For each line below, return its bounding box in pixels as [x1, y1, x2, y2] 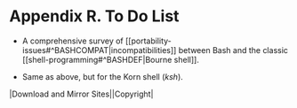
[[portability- [124, 35, 172, 46]
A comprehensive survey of [21, 35, 124, 46]
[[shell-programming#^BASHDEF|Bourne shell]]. [21, 54, 200, 65]
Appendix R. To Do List [9, 6, 180, 27]
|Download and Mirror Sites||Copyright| [9, 89, 154, 99]
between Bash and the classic [178, 44, 289, 55]
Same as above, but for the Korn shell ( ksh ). [21, 71, 184, 81]
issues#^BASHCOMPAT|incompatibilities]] [21, 44, 177, 55]
